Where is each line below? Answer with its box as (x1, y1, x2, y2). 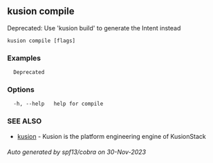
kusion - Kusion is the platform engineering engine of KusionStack (17, 132, 206, 140)
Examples (7, 53, 41, 63)
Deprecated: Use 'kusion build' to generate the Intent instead (7, 23, 181, 32)
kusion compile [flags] (7, 37, 76, 44)
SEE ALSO (7, 117, 42, 126)
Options (7, 85, 35, 95)
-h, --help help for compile (13, 100, 104, 108)
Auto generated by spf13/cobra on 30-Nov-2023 (7, 148, 147, 156)
